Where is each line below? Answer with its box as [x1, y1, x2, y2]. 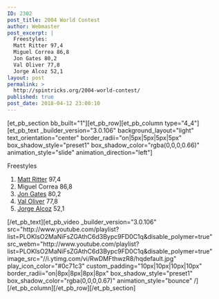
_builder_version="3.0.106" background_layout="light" [40, 126, 195, 135]
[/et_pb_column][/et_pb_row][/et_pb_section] [7, 284, 136, 292]
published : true [7, 94, 54, 101]
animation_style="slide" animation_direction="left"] [7, 148, 153, 156]
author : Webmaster [7, 23, 60, 30]
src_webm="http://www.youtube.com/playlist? [7, 240, 140, 248]
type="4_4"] [164, 119, 200, 127]
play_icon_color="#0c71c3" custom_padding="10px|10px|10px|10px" [7, 262, 202, 270]
